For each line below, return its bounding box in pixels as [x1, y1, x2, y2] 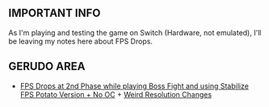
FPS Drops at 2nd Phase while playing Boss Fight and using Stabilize [19, 80, 249, 91]
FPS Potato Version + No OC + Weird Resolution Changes [19, 89, 212, 99]
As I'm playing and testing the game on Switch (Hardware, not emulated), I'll [8, 27, 262, 37]
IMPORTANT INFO [8, 6, 101, 20]
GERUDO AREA [8, 60, 86, 73]
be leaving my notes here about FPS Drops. [8, 36, 153, 46]
